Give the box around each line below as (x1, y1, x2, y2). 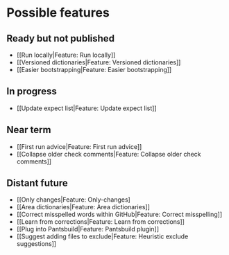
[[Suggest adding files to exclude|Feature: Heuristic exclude (16, 232, 189, 240)
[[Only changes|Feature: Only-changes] (16, 195, 131, 204)
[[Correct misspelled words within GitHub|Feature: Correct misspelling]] (16, 210, 223, 219)
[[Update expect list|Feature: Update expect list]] (16, 104, 157, 112)
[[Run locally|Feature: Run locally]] (16, 51, 116, 59)
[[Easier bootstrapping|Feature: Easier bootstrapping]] (16, 66, 172, 73)
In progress (6, 85, 57, 98)
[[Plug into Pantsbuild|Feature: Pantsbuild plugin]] (16, 225, 159, 234)
